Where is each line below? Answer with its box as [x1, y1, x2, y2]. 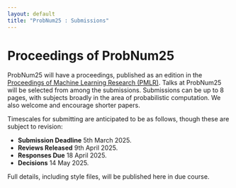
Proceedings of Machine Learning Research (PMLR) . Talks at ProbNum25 [7, 79, 222, 87]
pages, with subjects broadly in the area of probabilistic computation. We [7, 94, 221, 102]
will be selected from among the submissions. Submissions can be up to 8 [7, 86, 225, 94]
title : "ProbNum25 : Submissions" [7, 17, 110, 24]
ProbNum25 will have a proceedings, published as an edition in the [7, 71, 203, 79]
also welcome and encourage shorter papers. [7, 101, 140, 110]
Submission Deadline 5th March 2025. [17, 136, 133, 145]
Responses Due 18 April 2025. [17, 151, 108, 160]
